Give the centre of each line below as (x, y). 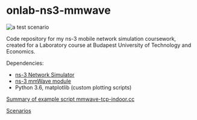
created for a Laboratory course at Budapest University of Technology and (99, 45)
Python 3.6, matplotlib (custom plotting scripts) (73, 87)
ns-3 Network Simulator (45, 74)
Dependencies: (25, 63)
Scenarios (19, 110)
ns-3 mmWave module (43, 81)
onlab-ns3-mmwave (59, 10)
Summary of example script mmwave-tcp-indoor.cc (70, 99)
